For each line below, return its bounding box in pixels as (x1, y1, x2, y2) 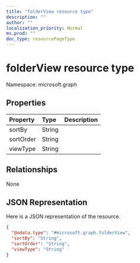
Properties (6, 98, 46, 108)
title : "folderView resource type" (6, 8, 94, 15)
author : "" (6, 19, 33, 25)
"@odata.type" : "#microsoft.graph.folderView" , (11, 230, 131, 236)
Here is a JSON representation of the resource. (6, 213, 121, 220)
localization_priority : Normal (6, 25, 83, 31)
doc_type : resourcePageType (6, 36, 76, 42)
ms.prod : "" (6, 31, 35, 37)
